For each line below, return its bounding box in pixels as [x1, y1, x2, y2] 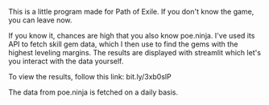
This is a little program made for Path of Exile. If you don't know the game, [8, 7, 255, 16]
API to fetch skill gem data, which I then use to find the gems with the [8, 39, 238, 49]
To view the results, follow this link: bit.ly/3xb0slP [8, 72, 172, 81]
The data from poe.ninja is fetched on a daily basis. [8, 87, 179, 97]
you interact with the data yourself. [8, 56, 124, 66]
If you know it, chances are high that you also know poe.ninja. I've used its [8, 31, 255, 40]
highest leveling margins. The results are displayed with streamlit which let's [8, 48, 262, 57]
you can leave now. [8, 15, 72, 25]
